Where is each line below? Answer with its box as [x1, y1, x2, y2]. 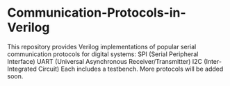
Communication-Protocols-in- [7, 5, 186, 21]
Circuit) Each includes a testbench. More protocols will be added [38, 64, 224, 73]
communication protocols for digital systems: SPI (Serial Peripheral [7, 50, 199, 58]
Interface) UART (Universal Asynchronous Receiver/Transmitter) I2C [7, 57, 203, 65]
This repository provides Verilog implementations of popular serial [7, 42, 197, 51]
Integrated [7, 64, 37, 73]
